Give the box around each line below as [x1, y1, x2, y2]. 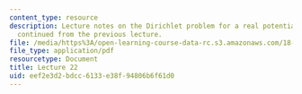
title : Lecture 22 [9, 64, 78, 73]
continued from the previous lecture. [17, 30, 164, 38]
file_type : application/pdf [9, 47, 115, 56]
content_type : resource [9, 13, 99, 22]
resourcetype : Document [9, 55, 99, 64]
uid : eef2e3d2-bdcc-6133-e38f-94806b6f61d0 [9, 72, 175, 81]
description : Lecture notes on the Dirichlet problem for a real [9, 21, 259, 30]
